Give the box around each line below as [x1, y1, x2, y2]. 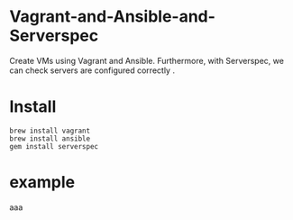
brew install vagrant [9, 126, 91, 135]
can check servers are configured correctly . [9, 65, 176, 76]
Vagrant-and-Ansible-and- [9, 6, 216, 27]
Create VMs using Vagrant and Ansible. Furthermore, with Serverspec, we [9, 55, 284, 66]
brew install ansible [9, 133, 91, 143]
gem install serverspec [9, 142, 99, 151]
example [9, 172, 76, 193]
